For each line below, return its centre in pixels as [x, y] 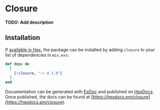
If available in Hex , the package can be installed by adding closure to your [80, 49]
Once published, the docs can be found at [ [49, 97]
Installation [23, 38]
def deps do [17, 64]
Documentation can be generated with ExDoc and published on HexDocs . [80, 92]
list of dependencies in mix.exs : [37, 55]
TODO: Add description [29, 22]
